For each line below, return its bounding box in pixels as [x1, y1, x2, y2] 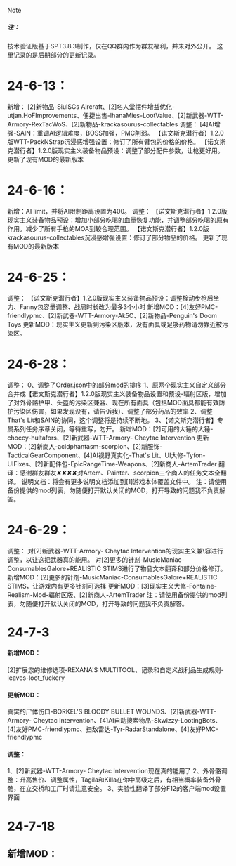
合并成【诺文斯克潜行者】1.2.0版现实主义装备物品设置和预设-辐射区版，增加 [7, 389, 227, 398]
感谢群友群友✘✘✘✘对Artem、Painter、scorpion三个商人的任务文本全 [19, 468, 221, 477]
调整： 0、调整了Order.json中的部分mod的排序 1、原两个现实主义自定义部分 [7, 381, 226, 389]
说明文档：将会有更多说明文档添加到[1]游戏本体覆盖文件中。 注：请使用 [20, 477, 227, 485]
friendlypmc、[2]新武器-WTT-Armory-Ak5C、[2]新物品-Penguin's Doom [7, 311, 218, 320]
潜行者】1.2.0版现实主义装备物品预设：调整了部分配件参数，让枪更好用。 [13, 146, 224, 155]
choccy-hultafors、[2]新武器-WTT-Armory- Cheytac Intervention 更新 [7, 433, 209, 442]
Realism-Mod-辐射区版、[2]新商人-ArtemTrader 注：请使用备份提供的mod [7, 590, 221, 599]
